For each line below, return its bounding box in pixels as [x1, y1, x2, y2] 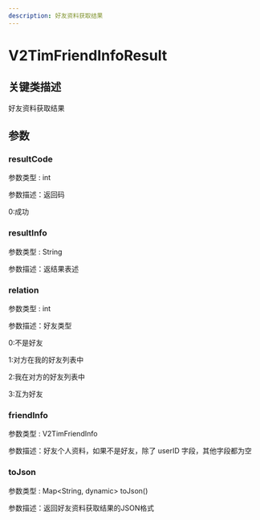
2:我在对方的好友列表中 [8, 371, 86, 382]
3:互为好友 [8, 389, 43, 399]
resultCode [8, 154, 54, 165]
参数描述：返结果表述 [8, 264, 79, 273]
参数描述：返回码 [8, 190, 65, 199]
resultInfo [8, 227, 48, 239]
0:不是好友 [8, 338, 43, 347]
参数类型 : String [8, 247, 63, 256]
